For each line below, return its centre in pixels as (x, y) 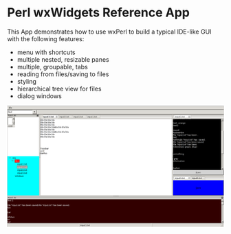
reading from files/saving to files (63, 74)
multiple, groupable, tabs (52, 67)
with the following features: (46, 38)
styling (26, 81)
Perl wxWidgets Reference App (99, 13)
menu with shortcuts (46, 52)
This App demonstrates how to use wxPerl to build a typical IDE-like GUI (109, 32)
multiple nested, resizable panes (63, 59)
